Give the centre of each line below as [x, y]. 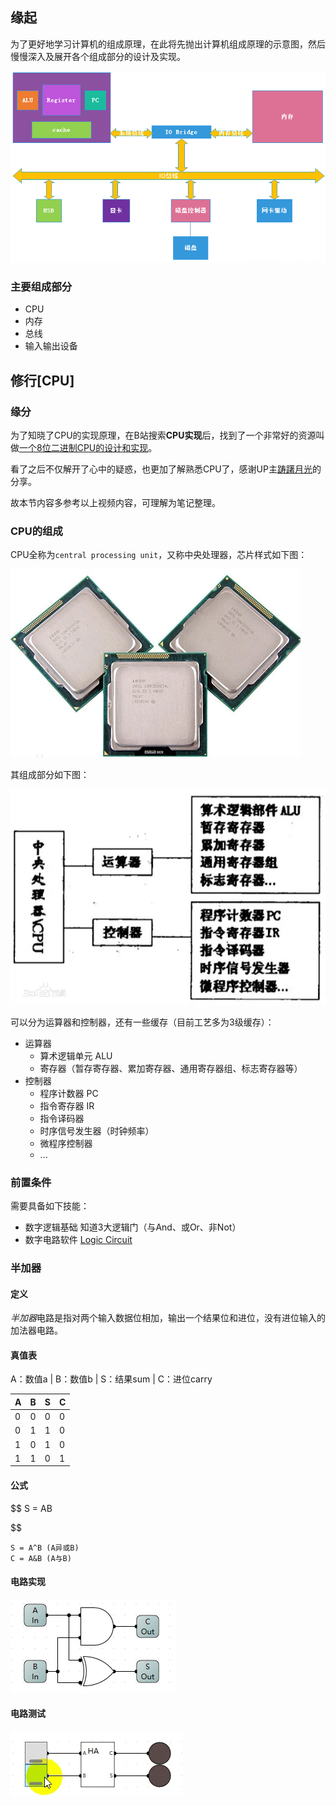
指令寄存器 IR [67, 1105]
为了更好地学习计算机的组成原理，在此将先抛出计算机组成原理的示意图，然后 [168, 44]
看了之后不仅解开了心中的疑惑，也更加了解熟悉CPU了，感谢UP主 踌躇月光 [161, 469]
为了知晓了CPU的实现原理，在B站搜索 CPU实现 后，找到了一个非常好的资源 [163, 435]
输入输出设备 [51, 346]
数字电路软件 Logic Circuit [78, 1240]
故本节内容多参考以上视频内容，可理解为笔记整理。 [115, 503]
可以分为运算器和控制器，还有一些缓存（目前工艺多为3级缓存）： [142, 1022]
